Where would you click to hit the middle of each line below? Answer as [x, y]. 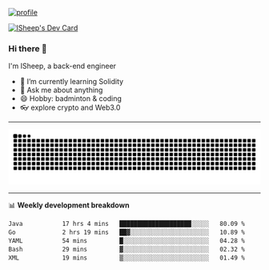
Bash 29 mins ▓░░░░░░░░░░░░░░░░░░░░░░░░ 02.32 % [127, 249]
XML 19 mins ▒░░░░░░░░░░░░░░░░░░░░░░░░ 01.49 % [127, 258]
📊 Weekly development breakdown [69, 205]
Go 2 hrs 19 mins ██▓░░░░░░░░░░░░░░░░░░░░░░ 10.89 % [127, 232]
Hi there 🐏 [28, 48]
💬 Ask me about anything [61, 90]
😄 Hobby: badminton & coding [71, 99]
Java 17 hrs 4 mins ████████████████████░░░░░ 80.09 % [127, 224]
